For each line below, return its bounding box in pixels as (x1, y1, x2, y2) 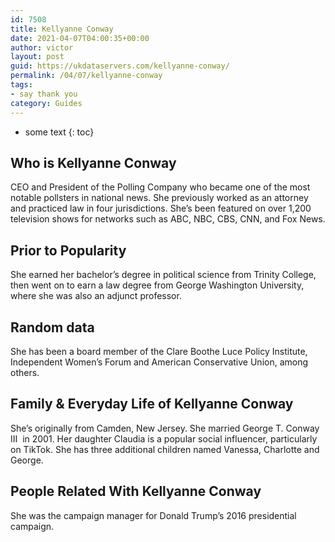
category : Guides (10, 98, 83, 108)
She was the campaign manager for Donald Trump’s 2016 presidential (10, 509, 297, 521)
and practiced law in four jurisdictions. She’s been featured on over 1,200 (10, 202, 312, 215)
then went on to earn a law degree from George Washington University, (10, 279, 305, 291)
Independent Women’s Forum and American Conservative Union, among (10, 356, 309, 368)
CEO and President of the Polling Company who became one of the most (10, 181, 311, 193)
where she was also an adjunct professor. (10, 290, 182, 302)
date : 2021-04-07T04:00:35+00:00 (10, 33, 150, 43)
